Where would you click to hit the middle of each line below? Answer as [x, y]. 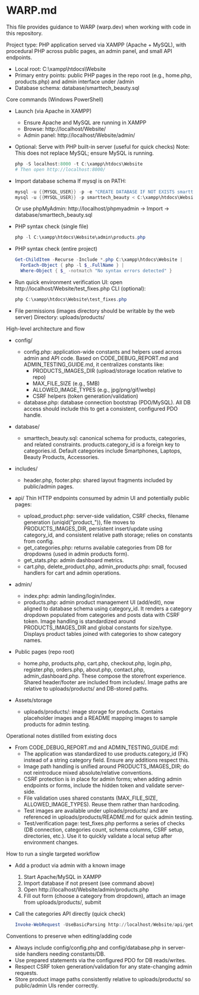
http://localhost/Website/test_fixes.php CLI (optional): [80, 288]
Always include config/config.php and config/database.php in [90, 947]
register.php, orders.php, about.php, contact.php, [84, 669]
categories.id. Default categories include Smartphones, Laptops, [103, 451]
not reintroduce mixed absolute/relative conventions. [88, 772]
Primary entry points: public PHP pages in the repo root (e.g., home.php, [103, 75]
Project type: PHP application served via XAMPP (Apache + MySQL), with [96, 45]
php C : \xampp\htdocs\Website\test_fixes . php [71, 299]
